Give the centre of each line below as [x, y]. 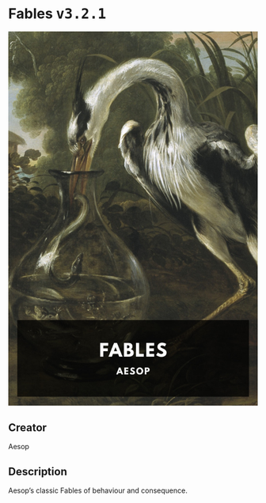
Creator [28, 428]
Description [38, 471]
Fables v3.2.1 [57, 14]
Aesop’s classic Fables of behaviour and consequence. [98, 490]
